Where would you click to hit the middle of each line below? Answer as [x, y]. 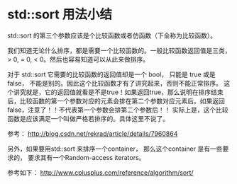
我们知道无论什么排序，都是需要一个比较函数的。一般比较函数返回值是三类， [119, 50]
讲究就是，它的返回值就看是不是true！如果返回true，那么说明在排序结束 [118, 92]
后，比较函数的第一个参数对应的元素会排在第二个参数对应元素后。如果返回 [116, 100]
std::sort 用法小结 [60, 15]
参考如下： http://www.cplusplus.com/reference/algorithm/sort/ [100, 172]
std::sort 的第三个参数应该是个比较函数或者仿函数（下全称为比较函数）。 [112, 35]
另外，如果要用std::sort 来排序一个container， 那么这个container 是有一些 [115, 149]
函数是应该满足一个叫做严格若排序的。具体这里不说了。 [88, 118]
